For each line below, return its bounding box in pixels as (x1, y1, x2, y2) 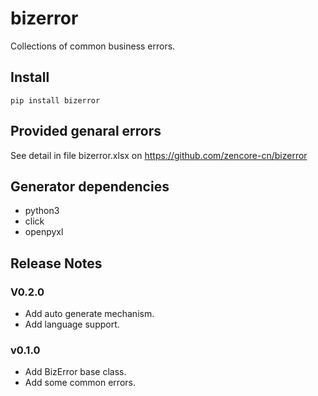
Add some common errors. (24, 377, 136, 389)
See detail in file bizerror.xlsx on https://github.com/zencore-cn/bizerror (10, 149, 308, 161)
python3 (24, 205, 60, 217)
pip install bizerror (10, 95, 101, 106)
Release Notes (10, 255, 103, 272)
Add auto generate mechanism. (24, 308, 155, 320)
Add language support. (24, 318, 120, 331)
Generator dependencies (10, 178, 170, 195)
